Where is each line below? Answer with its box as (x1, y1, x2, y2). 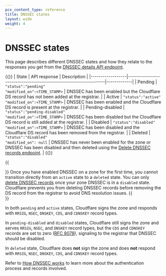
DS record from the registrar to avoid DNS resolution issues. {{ (5, 190, 133, 196)
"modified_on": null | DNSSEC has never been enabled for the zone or (5, 139, 151, 145)
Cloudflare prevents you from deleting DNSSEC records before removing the (5, 185, 162, 191)
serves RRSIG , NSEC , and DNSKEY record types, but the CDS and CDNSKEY (5, 225, 145, 231)
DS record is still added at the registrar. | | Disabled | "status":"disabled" (5, 119, 155, 125)
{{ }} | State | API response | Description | (5, 74, 88, 80)
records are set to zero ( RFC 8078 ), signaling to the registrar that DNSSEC (5, 230, 157, 236)
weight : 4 (5, 21, 26, 26)
